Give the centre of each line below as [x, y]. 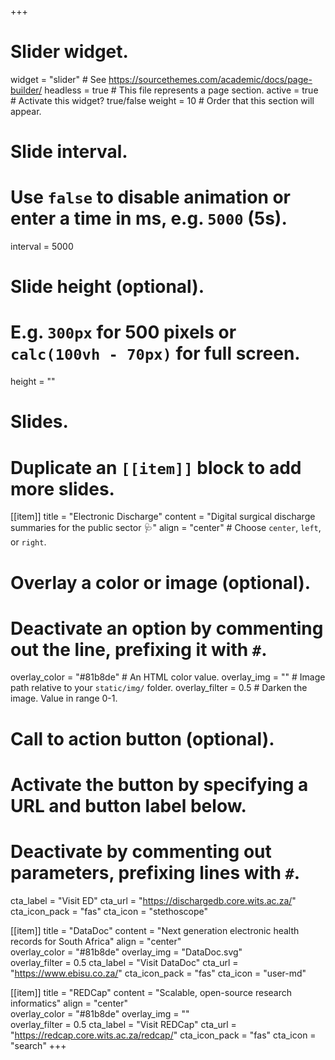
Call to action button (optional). [142, 738]
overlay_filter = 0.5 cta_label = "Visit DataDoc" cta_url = [124, 962]
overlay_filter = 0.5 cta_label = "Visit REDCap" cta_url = [123, 1024]
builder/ [26, 90]
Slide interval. [69, 152]
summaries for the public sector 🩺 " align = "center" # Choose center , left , [166, 528]
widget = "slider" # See [58, 79]
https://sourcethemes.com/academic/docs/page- [210, 79]
